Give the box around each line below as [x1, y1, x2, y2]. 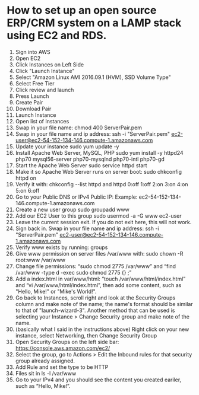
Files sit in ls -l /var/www [15, 369, 77, 377]
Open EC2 [15, 55, 41, 62]
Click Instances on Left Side [15, 60, 84, 68]
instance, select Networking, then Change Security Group [15, 332, 157, 339]
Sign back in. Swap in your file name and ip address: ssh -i [15, 225, 159, 232]
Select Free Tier [15, 79, 55, 87]
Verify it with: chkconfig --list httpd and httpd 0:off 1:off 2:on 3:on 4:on [15, 180, 189, 187]
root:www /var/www [15, 256, 66, 263]
